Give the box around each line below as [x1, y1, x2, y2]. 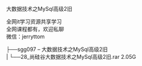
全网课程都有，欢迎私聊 [6, 26, 64, 32]
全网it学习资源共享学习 [6, 18, 62, 25]
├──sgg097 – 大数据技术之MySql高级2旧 [6, 46, 108, 53]
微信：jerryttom [6, 33, 45, 40]
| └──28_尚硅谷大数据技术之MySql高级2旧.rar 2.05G [6, 53, 137, 60]
